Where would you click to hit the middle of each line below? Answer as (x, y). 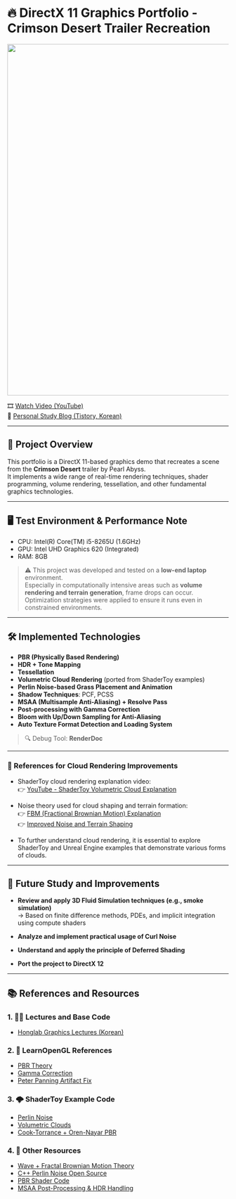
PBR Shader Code (44, 1181)
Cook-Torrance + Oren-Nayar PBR (67, 1132)
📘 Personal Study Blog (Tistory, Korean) (65, 415)
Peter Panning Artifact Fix (54, 1081)
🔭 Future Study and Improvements (84, 884)
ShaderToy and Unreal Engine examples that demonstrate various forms (122, 848)
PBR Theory (35, 1065)
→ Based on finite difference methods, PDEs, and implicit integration (116, 916)
